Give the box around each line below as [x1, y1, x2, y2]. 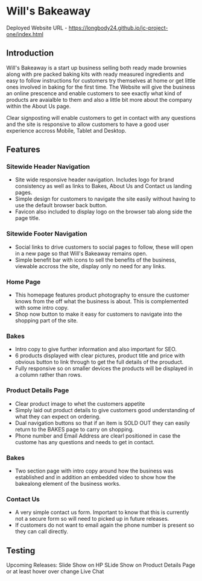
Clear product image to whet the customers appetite [14, 400, 145, 407]
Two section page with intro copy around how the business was [14, 467, 174, 474]
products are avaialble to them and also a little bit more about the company [6, 96, 192, 103]
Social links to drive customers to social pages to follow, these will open [14, 243, 194, 251]
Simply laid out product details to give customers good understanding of [14, 406, 195, 413]
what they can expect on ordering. [14, 413, 101, 420]
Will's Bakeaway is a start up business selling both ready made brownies [6, 64, 187, 71]
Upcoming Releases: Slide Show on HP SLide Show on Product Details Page [6, 562, 195, 569]
